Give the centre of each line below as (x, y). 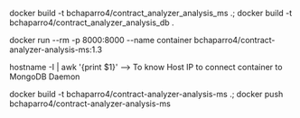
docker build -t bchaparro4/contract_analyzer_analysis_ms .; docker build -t (151, 13)
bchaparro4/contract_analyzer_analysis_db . (92, 23)
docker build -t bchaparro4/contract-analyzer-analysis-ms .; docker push (146, 94)
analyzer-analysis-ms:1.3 (56, 50)
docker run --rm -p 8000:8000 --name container (101, 40)
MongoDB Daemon (45, 77)
